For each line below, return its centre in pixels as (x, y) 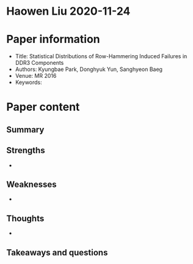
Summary (25, 130)
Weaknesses (31, 184)
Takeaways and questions (57, 252)
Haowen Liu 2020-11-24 (68, 11)
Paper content (43, 107)
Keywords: (29, 82)
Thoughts (25, 218)
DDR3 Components (39, 63)
